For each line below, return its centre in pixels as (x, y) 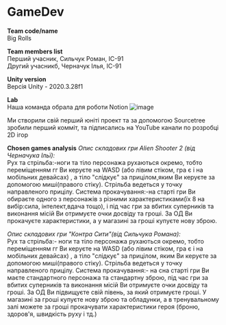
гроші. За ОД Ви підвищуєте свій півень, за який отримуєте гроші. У (107, 292)
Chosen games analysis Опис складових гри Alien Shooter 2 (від (101, 148)
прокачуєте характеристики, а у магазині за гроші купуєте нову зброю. (112, 220)
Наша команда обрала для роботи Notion (68, 107)
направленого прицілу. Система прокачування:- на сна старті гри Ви (108, 270)
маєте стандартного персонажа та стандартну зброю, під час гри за (108, 277)
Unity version (27, 79)
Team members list (35, 51)
